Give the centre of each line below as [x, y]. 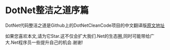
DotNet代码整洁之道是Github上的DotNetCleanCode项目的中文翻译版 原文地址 [85, 25]
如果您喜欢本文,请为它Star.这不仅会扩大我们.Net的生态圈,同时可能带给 [78, 36]
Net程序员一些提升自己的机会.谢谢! [47, 42]
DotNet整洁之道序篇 [47, 10]
